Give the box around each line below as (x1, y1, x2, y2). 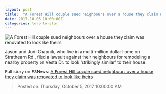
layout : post (5, 7, 32, 12)
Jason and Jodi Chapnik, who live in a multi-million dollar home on (5, 49, 140, 55)
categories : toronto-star (5, 21, 58, 26)
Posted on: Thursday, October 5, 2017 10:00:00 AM (17, 84, 122, 90)
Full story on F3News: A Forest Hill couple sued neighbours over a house (5, 69, 154, 75)
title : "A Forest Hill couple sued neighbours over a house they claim (5, 12, 158, 17)
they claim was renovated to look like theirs (5, 74, 93, 80)
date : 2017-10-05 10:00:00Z (5, 16, 63, 21)
